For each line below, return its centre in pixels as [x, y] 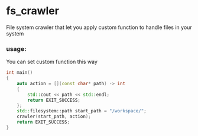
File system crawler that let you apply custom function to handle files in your [99, 27]
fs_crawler [33, 11]
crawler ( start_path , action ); [54, 116]
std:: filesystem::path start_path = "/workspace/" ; [82, 111]
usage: [16, 48]
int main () [20, 73]
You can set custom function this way [52, 62]
